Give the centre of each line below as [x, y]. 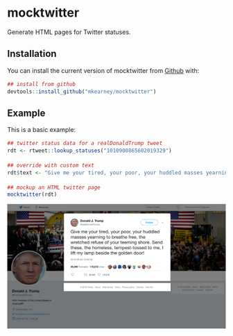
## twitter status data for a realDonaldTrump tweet [85, 144]
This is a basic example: [42, 130]
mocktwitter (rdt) [32, 195]
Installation [32, 54]
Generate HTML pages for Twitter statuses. [69, 32]
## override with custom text [51, 165]
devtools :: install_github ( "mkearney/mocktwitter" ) [82, 92]
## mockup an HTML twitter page [54, 187]
